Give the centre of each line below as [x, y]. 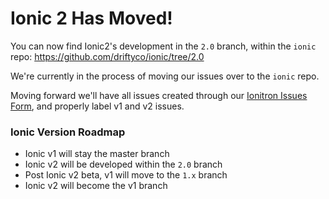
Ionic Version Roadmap [68, 132]
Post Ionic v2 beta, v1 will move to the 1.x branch [126, 175]
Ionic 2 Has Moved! [91, 18]
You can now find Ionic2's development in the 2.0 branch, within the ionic [163, 46]
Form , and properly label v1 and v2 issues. [97, 106]
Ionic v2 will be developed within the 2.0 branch [123, 164]
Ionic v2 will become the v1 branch [96, 186]
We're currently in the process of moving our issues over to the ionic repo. [165, 76]
